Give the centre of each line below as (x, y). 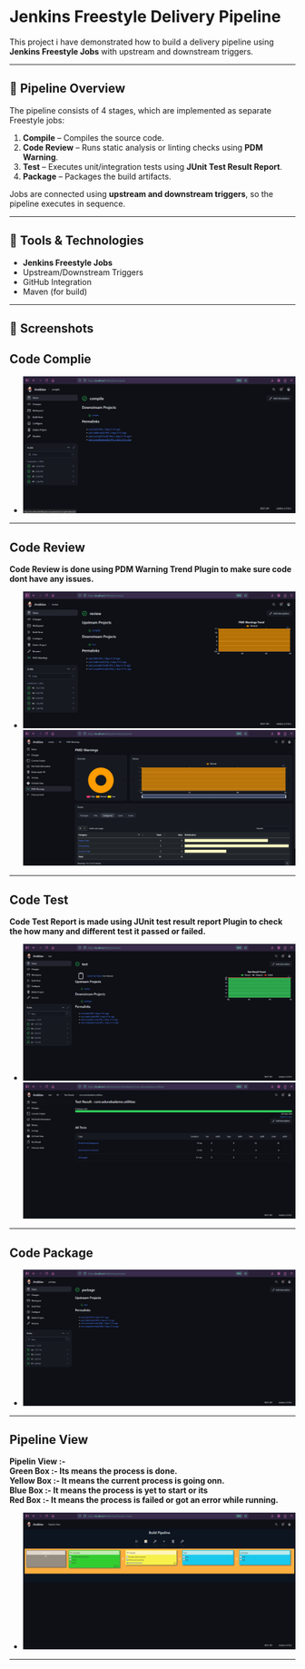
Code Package (51, 1253)
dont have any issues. (52, 579)
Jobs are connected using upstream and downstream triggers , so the (142, 193)
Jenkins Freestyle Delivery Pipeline (145, 17)
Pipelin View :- (38, 1462)
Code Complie (50, 359)
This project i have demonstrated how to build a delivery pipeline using (142, 42)
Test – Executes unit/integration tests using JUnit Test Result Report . (152, 166)
